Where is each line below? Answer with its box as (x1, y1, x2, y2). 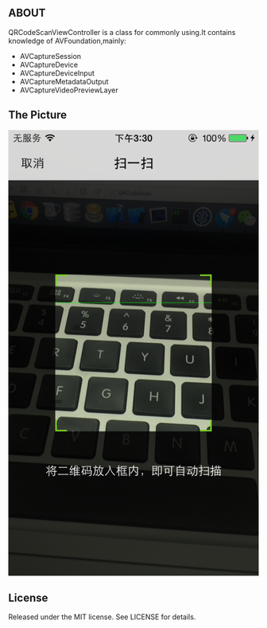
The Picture (8, 108, 68, 122)
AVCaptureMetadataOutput (19, 76, 109, 86)
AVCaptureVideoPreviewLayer (19, 85, 118, 95)
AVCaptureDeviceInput (19, 68, 95, 78)
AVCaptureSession (19, 51, 82, 60)
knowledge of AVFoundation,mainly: (8, 36, 127, 45)
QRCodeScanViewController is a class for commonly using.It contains (8, 27, 236, 37)
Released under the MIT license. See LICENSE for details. (8, 612, 196, 622)
